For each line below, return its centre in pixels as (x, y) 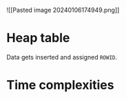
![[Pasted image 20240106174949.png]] (63, 10)
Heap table (38, 38)
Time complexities (60, 85)
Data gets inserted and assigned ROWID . (62, 57)
